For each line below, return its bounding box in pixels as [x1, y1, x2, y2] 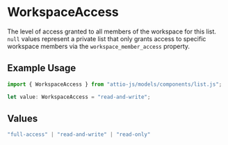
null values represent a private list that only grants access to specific [7, 34, 206, 43]
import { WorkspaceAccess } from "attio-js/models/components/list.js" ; [7, 81, 222, 88]
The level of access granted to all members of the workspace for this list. [7, 27, 217, 36]
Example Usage [7, 62, 76, 74]
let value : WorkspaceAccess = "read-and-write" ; [7, 93, 151, 100]
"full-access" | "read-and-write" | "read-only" [7, 131, 151, 138]
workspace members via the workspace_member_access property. [7, 42, 190, 50]
